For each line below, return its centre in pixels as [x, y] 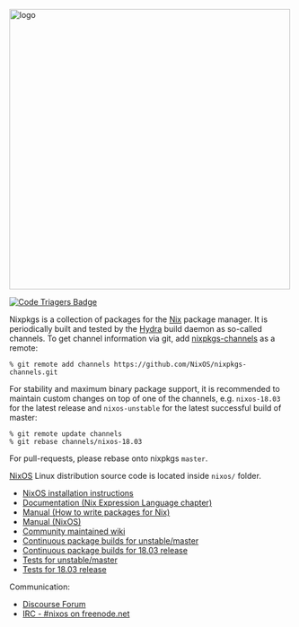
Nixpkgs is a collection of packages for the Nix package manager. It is [138, 319]
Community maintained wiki [74, 531]
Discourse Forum [54, 604]
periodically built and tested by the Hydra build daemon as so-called [136, 329]
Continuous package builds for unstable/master [110, 541]
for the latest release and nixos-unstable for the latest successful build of [145, 408]
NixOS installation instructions [78, 493]
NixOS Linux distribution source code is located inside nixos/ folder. [136, 476]
